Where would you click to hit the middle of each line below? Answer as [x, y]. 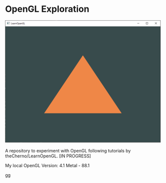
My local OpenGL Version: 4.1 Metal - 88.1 [47, 166]
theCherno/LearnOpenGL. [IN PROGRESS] [48, 156]
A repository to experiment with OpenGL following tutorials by [68, 151]
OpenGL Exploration [47, 9]
